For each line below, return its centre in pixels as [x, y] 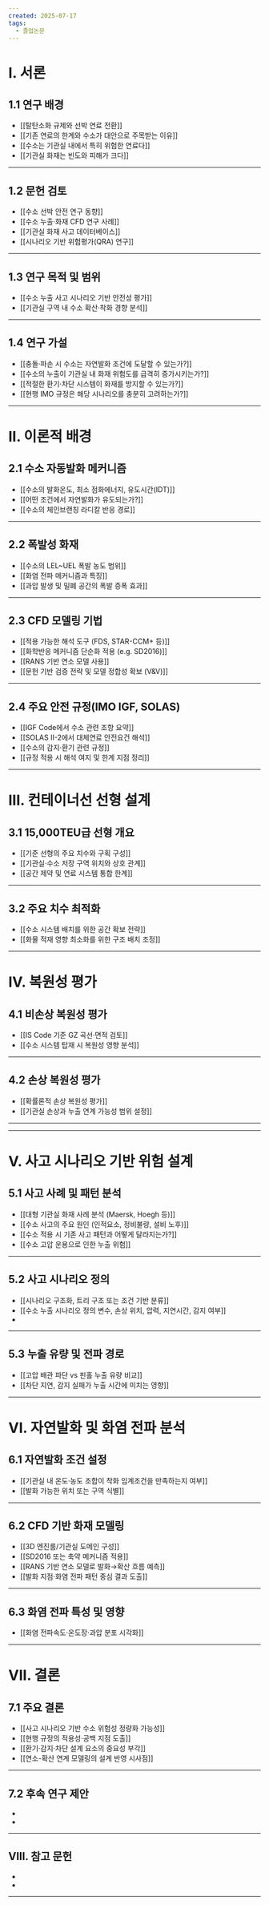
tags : [17, 23]
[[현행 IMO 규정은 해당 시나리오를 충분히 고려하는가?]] [104, 394]
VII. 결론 [34, 1675]
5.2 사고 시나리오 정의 [59, 1279]
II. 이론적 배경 [50, 437]
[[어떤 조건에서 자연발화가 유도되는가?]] [82, 499]
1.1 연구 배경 [36, 105]
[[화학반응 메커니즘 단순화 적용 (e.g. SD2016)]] [94, 652]
